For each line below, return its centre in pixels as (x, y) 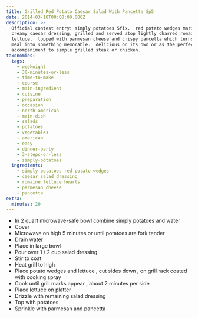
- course (27, 83)
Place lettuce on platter (43, 290)
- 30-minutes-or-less (43, 72)
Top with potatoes (37, 303)
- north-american (38, 111)
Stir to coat (28, 258)
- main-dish (31, 116)
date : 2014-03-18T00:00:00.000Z (46, 17)
